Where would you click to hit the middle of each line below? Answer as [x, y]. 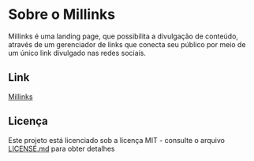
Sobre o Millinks [62, 15]
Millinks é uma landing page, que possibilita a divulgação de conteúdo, [123, 36]
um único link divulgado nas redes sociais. [77, 53]
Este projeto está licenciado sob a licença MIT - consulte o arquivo [116, 140]
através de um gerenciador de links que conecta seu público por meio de [127, 44]
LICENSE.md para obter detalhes [62, 148]
